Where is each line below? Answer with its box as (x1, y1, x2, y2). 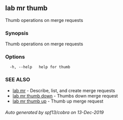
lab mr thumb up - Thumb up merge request (12, 98, 103, 104)
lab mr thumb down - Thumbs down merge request (12, 93, 118, 99)
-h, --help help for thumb (9, 65, 70, 70)
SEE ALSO (5, 76, 30, 83)
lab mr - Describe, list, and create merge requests (12, 87, 115, 94)
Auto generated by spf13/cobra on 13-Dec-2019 (5, 110, 104, 116)
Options (5, 53, 25, 60)
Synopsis (5, 29, 28, 36)
